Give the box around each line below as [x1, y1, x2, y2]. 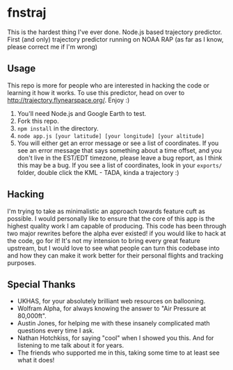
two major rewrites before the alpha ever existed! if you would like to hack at [7, 229, 226, 237]
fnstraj [7, 5, 47, 21]
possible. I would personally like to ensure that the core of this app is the [7, 214, 216, 223]
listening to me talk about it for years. [17, 342, 124, 350]
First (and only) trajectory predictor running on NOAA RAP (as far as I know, [7, 35, 224, 43]
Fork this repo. [17, 117, 59, 125]
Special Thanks [7, 278, 76, 290]
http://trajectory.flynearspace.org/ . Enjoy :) [7, 96, 130, 104]
